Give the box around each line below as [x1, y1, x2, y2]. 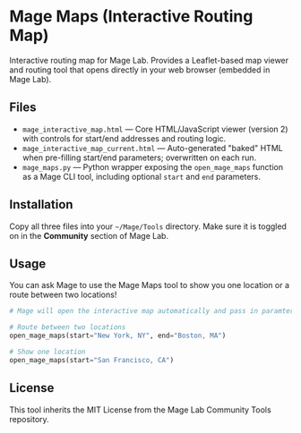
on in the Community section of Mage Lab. [9, 230, 168, 241]
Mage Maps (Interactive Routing [9, 6, 254, 27]
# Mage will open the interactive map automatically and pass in [9, 307, 258, 316]
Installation [9, 197, 73, 212]
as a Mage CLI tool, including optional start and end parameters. [21, 171, 262, 182]
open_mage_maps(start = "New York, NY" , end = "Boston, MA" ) [9, 331, 227, 341]
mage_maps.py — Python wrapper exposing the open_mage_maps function [21, 161, 284, 172]
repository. [9, 413, 49, 424]
